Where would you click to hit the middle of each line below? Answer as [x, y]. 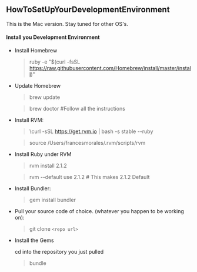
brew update [45, 97]
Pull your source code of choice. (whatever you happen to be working [99, 211]
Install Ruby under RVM [43, 154]
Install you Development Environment [53, 37]
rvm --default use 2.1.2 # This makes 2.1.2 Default [89, 177]
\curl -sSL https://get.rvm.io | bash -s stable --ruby [91, 131]
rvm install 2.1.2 [48, 166]
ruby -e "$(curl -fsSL [55, 62]
